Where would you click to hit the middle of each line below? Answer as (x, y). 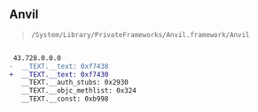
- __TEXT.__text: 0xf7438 (59, 66)
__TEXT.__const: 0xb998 (65, 99)
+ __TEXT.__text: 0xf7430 (59, 74)
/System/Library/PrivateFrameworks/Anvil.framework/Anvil (140, 34)
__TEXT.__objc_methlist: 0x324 (79, 91)
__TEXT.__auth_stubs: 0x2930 (74, 83)
